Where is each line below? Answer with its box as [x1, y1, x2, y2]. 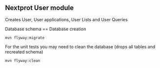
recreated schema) [5, 49, 43, 54]
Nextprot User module [5, 4, 74, 12]
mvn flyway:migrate [5, 35, 45, 40]
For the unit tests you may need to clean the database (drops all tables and [5, 43, 156, 50]
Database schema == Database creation [5, 26, 86, 32]
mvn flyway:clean [5, 58, 40, 63]
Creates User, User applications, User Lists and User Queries [5, 16, 128, 22]
